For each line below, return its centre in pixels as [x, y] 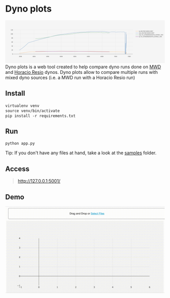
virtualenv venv [22, 106]
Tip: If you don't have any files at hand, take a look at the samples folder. [81, 153]
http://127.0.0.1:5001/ [39, 181]
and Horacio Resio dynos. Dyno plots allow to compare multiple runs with [81, 72]
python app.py [20, 144]
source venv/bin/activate [32, 111]
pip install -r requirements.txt [40, 116]
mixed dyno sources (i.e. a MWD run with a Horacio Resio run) [70, 77]
